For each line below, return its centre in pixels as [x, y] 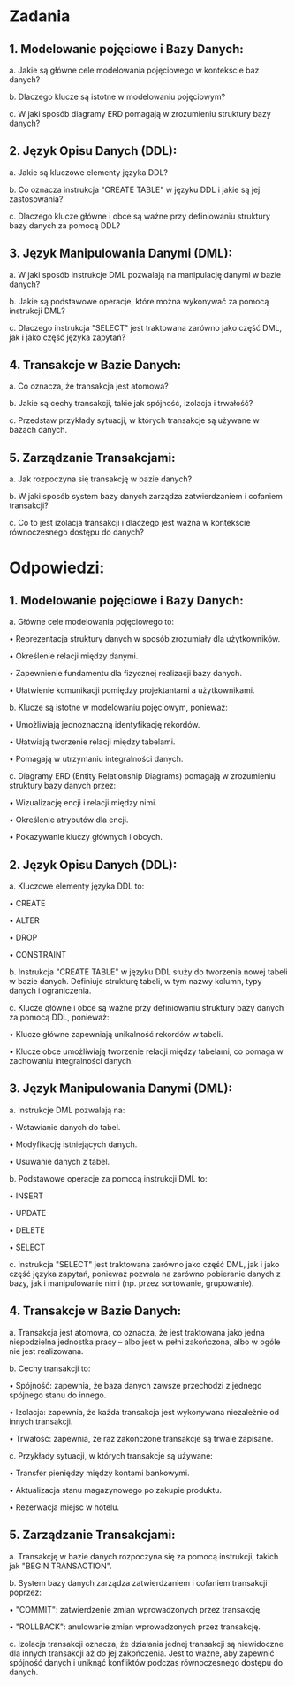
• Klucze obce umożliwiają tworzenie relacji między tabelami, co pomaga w [147, 1051]
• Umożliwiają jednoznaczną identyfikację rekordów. [105, 725]
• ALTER [24, 920]
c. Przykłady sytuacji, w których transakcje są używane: [111, 1455]
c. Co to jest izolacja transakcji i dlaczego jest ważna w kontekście [130, 523]
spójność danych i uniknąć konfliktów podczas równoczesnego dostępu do [146, 1662]
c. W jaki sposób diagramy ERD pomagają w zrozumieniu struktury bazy [140, 114]
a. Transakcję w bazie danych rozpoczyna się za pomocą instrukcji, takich [144, 1556]
